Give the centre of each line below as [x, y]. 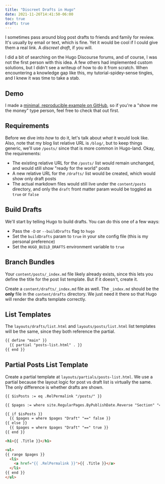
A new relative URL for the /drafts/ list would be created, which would [84, 173]
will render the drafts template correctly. [46, 299]
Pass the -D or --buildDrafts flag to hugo [53, 231]
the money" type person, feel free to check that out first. [62, 110]
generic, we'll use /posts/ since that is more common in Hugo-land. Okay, [80, 148]
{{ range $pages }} [25, 455]
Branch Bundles [30, 262]
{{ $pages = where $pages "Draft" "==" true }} [59, 428]
